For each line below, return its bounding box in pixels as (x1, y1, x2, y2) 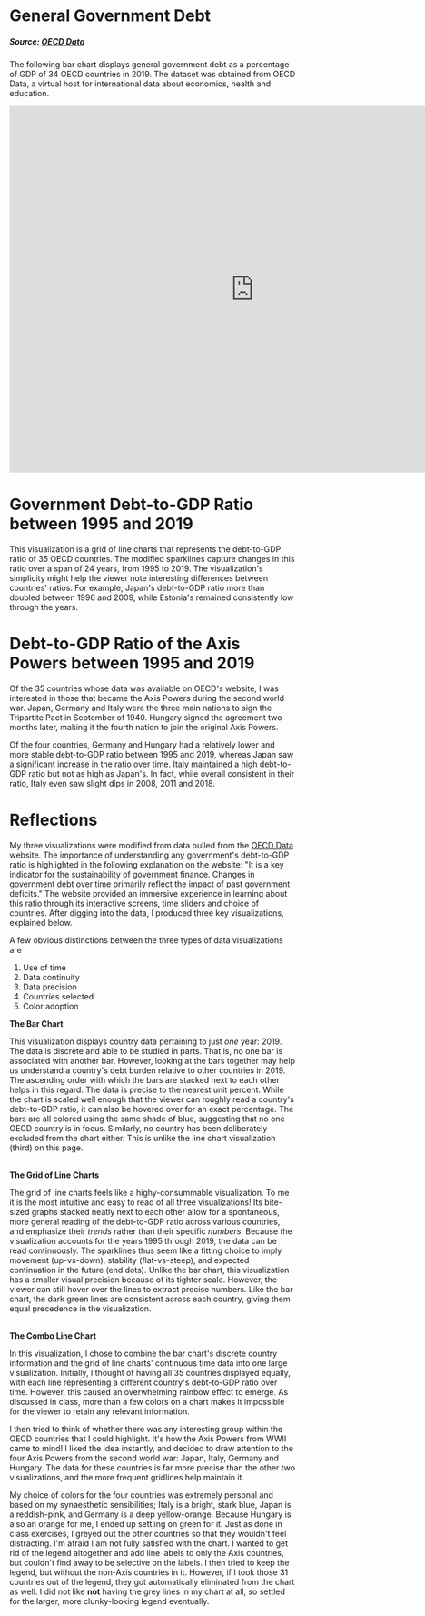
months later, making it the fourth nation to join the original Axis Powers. (9, 722, 279, 733)
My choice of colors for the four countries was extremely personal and (9, 1489, 274, 1501)
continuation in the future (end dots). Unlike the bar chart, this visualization (9, 1264, 290, 1275)
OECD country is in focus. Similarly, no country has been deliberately (9, 1122, 268, 1133)
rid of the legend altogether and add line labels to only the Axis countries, (9, 1547, 284, 1558)
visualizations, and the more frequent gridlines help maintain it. (9, 1471, 245, 1482)
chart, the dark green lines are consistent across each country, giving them (9, 1293, 291, 1304)
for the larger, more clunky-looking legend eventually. (9, 1595, 210, 1606)
